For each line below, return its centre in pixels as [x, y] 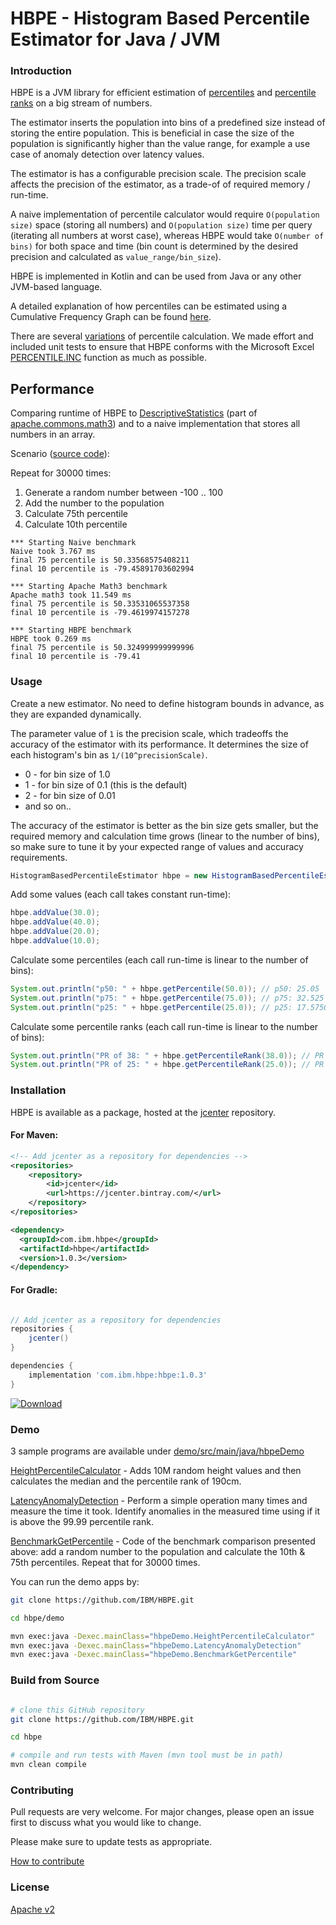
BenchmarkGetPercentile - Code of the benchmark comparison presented [163, 1541]
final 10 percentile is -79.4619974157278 [100, 613]
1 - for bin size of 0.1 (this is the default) [106, 784]
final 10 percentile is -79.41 [75, 657]
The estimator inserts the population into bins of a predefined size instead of [168, 123]
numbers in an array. [53, 434]
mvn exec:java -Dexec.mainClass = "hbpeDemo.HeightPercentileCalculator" [162, 1636]
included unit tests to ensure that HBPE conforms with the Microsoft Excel [162, 347]
